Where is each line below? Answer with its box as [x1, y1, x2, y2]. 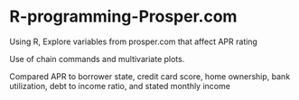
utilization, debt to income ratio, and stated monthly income [9, 80, 230, 91]
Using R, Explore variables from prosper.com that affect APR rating [9, 36, 257, 47]
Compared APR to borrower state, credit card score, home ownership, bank [9, 70, 291, 82]
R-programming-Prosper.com [9, 6, 238, 27]
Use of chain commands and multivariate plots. [9, 53, 185, 64]
